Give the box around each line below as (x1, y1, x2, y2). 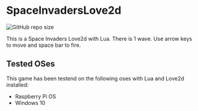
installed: (6, 81, 29, 88)
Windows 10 (14, 99, 46, 106)
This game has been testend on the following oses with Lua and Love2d (6, 74, 185, 82)
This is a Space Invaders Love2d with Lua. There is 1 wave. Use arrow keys (6, 35, 193, 42)
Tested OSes (6, 59, 55, 69)
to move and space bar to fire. (6, 41, 81, 49)
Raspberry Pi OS (14, 92, 57, 100)
